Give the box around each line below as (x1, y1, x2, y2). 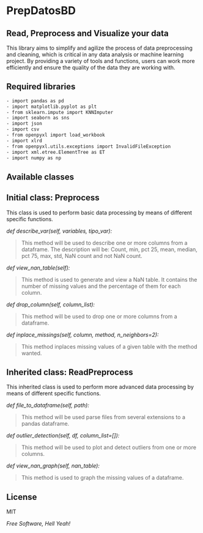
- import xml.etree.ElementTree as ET (6, 149, 105, 155)
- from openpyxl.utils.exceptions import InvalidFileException (6, 143, 171, 149)
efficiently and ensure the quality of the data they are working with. (6, 64, 175, 71)
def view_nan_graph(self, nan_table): (6, 462, 100, 469)
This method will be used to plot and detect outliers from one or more (21, 444, 197, 451)
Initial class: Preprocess (6, 192, 100, 203)
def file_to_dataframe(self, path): (6, 402, 90, 409)
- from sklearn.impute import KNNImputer (6, 109, 114, 115)
